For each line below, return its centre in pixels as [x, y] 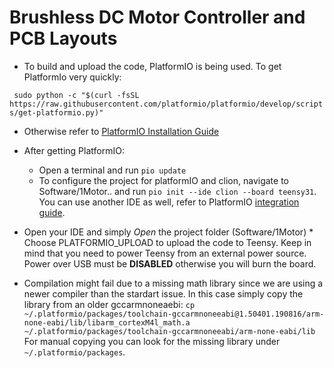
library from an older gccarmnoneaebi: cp [109, 304]
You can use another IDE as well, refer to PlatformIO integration [169, 202]
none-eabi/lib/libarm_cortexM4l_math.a [107, 322]
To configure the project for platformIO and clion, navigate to [163, 180]
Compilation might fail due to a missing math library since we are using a [173, 283]
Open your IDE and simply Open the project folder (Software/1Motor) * [168, 232]
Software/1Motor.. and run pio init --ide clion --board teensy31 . [177, 191]
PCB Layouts [63, 38]
